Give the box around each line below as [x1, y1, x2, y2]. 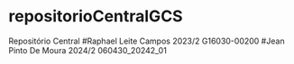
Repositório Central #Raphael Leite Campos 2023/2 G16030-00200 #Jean [8, 36, 285, 46]
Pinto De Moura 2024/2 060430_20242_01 [8, 44, 168, 55]
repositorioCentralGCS [8, 6, 183, 27]
